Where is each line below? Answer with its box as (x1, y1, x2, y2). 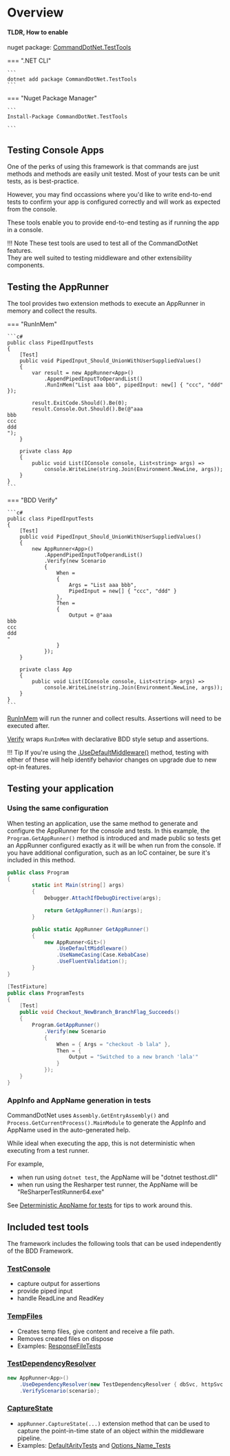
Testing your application (7, 783, 114, 795)
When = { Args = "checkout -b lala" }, (56, 1041, 171, 1048)
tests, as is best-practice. (7, 177, 79, 185)
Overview (7, 5, 64, 21)
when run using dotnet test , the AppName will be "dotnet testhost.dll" (17, 1173, 218, 1182)
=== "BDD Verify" (7, 496, 59, 504)
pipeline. (17, 1434, 42, 1442)
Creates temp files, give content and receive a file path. (17, 1327, 175, 1335)
